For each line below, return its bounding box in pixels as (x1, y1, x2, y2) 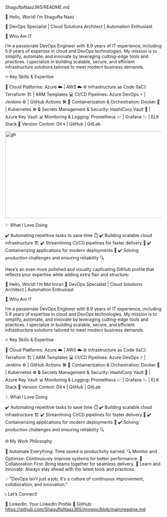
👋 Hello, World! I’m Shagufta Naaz (5, 14, 75, 19)
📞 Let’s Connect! (5, 491, 38, 497)
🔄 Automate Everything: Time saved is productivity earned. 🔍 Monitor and (5, 448, 158, 454)
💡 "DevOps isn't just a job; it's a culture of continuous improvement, (5, 476, 144, 482)
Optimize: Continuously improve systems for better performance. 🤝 (5, 456, 143, 461)
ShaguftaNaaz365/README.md (5, 4, 70, 10)
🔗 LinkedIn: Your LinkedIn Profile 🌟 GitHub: (5, 501, 93, 507)
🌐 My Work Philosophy (5, 438, 52, 444)
